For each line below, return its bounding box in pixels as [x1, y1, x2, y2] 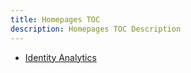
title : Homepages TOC [10, 14, 101, 25]
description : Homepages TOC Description [10, 24, 182, 34]
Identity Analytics [24, 51, 97, 63]
